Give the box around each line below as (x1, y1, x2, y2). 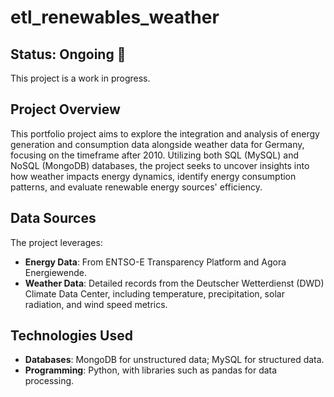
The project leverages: (10, 236, 103, 248)
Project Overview (10, 101, 121, 118)
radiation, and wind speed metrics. (24, 298, 168, 310)
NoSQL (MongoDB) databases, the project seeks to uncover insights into (10, 159, 310, 171)
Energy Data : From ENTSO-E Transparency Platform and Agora (24, 256, 287, 268)
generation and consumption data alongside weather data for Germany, (10, 138, 305, 150)
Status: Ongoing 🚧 (10, 46, 127, 63)
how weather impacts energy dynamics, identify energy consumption (10, 170, 297, 182)
